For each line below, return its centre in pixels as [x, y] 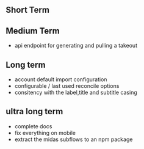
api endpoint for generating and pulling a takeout [76, 46]
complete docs [33, 126]
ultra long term [34, 111]
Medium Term [33, 31]
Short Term [28, 10]
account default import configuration [61, 79]
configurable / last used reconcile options [67, 86]
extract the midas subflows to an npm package [74, 139]
